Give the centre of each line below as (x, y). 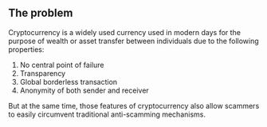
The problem (41, 13)
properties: (26, 49)
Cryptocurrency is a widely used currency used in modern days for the (125, 32)
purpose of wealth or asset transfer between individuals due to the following (133, 41)
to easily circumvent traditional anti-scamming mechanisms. (107, 114)
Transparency (43, 73)
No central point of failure (62, 65)
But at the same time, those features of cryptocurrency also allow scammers (134, 105)
